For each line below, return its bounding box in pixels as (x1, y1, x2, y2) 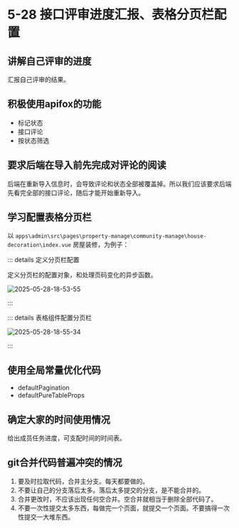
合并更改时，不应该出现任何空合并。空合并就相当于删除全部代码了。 (17, 494, 218, 503)
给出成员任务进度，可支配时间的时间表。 (7, 434, 126, 442)
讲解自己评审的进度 (7, 55, 92, 67)
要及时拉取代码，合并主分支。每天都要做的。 (17, 477, 149, 485)
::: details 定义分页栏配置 (7, 255, 80, 264)
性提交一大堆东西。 (17, 512, 75, 521)
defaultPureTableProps (17, 391, 85, 400)
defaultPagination (17, 383, 70, 392)
